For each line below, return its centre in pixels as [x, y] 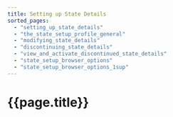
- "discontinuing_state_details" [63, 47]
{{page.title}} [48, 102]
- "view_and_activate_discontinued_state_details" [90, 54]
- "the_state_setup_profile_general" [70, 34]
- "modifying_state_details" [57, 41]
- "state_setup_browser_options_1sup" [72, 67]
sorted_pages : [28, 21]
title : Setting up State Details [57, 14]
